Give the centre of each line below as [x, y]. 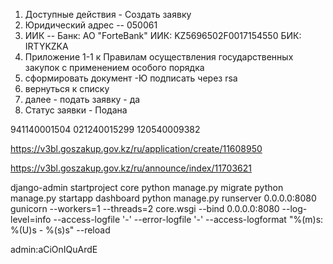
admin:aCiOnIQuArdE [54, 249]
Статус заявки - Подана [76, 110]
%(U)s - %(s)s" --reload [60, 230]
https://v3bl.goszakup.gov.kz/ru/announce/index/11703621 [131, 168]
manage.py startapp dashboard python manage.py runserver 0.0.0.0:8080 [163, 198]
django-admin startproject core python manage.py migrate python [147, 187]
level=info [31, 219]
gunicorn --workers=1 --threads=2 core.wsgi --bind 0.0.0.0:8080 [145, 208]
